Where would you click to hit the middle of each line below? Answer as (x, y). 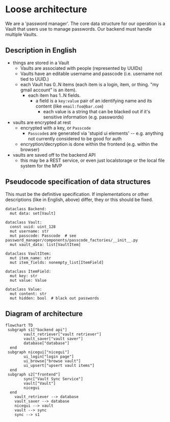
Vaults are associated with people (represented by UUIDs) (81, 68)
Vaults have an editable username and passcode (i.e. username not (91, 73)
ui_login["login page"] (49, 357)
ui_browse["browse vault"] (52, 361)
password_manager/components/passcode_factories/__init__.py (72, 240)
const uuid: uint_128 (33, 227)
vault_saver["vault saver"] (53, 339)
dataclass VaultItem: (28, 254)
